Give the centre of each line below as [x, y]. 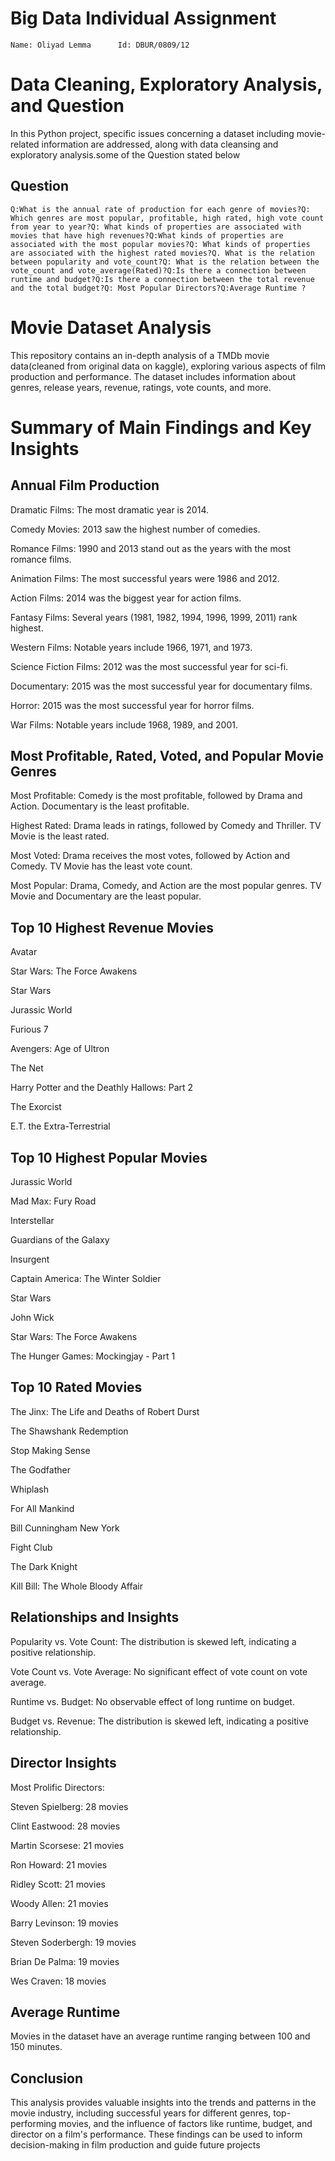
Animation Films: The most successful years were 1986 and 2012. [145, 578]
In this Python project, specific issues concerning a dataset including [152, 133]
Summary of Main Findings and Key [161, 427]
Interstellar [32, 1221]
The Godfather [40, 1469]
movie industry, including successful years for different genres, [141, 2113]
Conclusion [47, 2078]
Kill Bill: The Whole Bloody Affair [76, 1586]
